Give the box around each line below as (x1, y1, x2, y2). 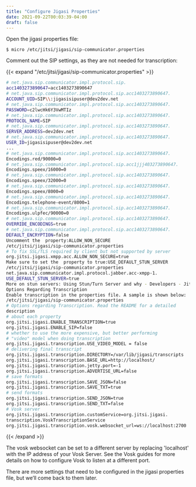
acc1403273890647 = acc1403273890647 (6, 85, 93, 91)
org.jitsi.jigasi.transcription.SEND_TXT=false (6, 401, 124, 407)
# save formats (6, 373, 43, 379)
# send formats (6, 390, 43, 396)
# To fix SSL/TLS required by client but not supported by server (6, 248, 171, 255)
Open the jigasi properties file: (6, 36, 79, 43)
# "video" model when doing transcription (6, 335, 111, 341)
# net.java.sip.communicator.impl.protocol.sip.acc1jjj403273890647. (6, 162, 179, 167)
